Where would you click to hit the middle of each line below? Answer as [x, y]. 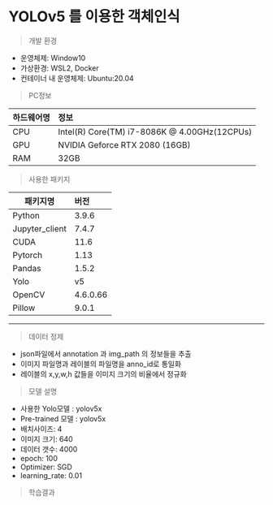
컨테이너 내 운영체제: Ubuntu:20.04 [77, 78]
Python [26, 215]
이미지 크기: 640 [46, 438]
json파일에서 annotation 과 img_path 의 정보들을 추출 [106, 353]
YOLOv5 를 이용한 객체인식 [94, 17]
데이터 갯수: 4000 [49, 449]
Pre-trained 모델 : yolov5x [63, 418]
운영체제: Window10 [53, 58]
